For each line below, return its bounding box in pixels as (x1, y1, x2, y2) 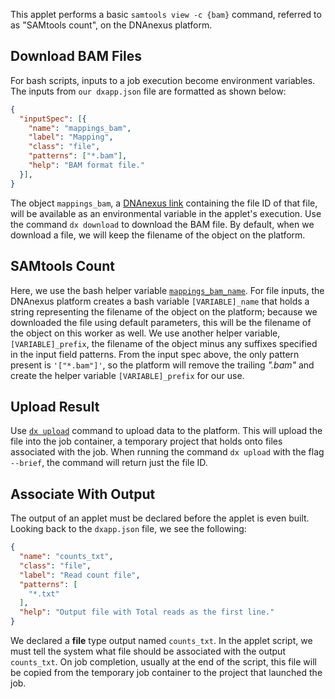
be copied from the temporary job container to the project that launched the (10, 667, 323, 678)
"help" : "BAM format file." (28, 160, 145, 171)
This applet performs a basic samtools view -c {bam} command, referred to (10, 9, 322, 20)
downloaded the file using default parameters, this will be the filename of (10, 316, 312, 328)
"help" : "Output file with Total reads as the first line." (19, 607, 275, 618)
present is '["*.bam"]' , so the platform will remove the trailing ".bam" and (10, 359, 315, 371)
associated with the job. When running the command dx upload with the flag (10, 446, 325, 458)
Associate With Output (10, 485, 156, 503)
